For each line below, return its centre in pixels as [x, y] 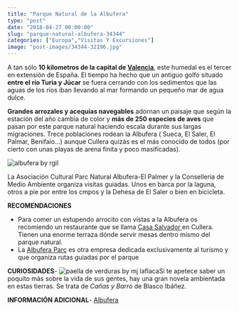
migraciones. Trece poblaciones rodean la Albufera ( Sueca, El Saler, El [111, 134]
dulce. [17, 97]
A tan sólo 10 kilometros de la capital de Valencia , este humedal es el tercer [119, 67]
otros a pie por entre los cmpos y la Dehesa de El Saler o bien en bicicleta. [116, 192]
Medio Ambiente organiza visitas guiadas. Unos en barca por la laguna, [112, 184]
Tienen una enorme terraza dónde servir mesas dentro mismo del [114, 234]
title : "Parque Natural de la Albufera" [68, 14]
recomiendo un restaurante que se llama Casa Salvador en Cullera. [116, 227]
